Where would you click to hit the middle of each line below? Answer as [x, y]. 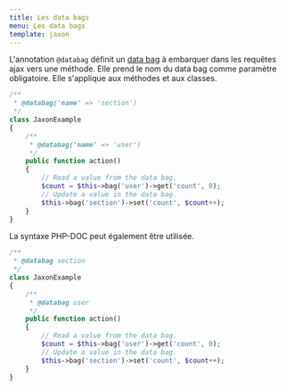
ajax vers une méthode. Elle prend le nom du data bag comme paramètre [143, 69]
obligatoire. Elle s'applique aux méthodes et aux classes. [113, 79]
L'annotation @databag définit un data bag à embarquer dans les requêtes [143, 60]
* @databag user [59, 303]
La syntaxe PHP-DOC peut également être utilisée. [102, 236]
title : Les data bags [49, 17]
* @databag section [49, 261]
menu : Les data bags [48, 26]
